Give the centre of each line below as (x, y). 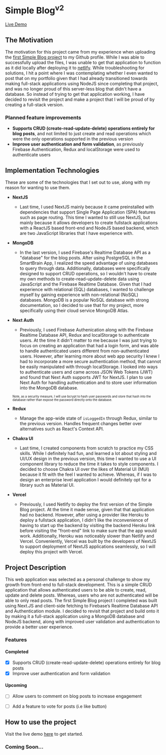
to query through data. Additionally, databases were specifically (85, 268)
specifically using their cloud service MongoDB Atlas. (74, 310)
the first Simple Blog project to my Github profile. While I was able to (75, 57)
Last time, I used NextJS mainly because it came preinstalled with (87, 207)
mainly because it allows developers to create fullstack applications (89, 223)
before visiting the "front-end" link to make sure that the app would (88, 531)
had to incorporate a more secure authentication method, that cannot (90, 362)
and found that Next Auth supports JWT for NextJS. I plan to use (86, 377)
